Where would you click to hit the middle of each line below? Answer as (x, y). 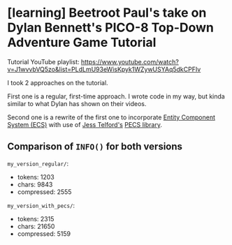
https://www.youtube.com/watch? (130, 61)
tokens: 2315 (36, 218)
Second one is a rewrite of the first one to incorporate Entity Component (111, 117)
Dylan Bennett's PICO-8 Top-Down (111, 28)
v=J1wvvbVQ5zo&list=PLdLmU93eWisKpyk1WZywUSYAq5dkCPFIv (104, 69)
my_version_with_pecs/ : (41, 205)
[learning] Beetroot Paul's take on (107, 13)
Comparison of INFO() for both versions (95, 147)
